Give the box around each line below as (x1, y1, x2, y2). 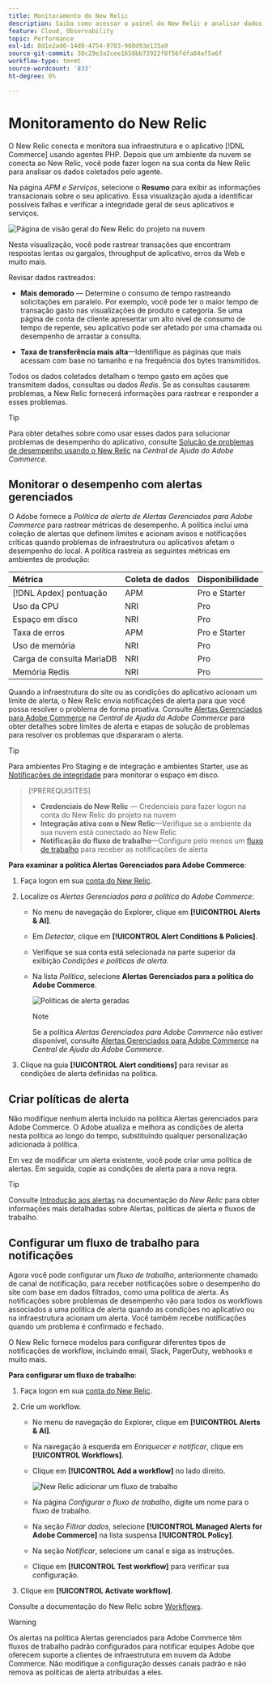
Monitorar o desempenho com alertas (8, 477, 202, 491)
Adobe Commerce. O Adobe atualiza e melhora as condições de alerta (8, 1122, 244, 1132)
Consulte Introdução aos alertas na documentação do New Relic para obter (8, 1195, 260, 1205)
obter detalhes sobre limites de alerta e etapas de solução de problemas (8, 721, 250, 731)
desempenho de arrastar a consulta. (19, 331, 142, 341)
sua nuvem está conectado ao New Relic (40, 828, 176, 837)
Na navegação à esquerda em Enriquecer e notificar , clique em (32, 1442, 244, 1451)
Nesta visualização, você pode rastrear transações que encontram (8, 240, 231, 249)
